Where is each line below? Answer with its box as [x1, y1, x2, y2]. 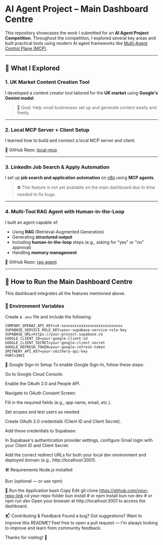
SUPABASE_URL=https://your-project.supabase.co [5, 331, 103, 337]
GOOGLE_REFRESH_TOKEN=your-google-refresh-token [5, 345, 105, 350]
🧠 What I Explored [5, 64, 60, 73]
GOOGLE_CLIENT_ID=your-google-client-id [5, 336, 88, 341]
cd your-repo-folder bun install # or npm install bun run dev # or [24, 492, 152, 498]
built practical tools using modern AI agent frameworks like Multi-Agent [5, 40, 148, 46]
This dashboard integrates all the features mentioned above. [5, 291, 126, 296]
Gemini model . [5, 95, 35, 101]
